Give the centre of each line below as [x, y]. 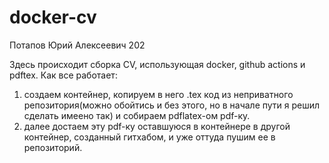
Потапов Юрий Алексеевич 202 [77, 45]
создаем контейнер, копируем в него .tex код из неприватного [158, 94]
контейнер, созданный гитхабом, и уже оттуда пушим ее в [149, 137]
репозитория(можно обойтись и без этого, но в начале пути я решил [172, 105]
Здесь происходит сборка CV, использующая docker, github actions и [157, 64]
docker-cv [53, 17]
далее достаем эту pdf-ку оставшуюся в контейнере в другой [157, 126]
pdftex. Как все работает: [63, 75]
